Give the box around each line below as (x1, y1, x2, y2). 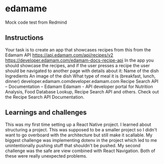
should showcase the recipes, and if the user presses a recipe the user (5, 62, 150, 68)
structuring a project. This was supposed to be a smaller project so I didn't (5, 126, 157, 132)
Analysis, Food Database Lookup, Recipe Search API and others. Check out (5, 88, 159, 94)
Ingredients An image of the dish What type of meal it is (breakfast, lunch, (5, 73, 156, 79)
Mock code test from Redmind (5, 19, 67, 25)
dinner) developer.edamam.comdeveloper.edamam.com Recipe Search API (5, 78, 159, 84)
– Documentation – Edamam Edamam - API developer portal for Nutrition (5, 83, 153, 89)
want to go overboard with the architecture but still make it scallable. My (5, 132, 153, 138)
